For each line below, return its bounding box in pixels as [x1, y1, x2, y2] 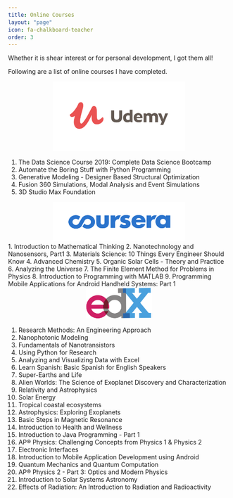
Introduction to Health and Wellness [18, 423, 122, 431]
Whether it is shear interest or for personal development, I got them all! [8, 53, 213, 63]
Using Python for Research [18, 348, 97, 357]
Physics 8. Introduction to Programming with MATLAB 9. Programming [8, 272, 212, 281]
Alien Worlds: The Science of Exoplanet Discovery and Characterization [18, 378, 227, 386]
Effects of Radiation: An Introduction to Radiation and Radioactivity [18, 483, 212, 491]
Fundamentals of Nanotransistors [18, 340, 115, 349]
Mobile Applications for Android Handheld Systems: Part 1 [8, 279, 176, 288]
